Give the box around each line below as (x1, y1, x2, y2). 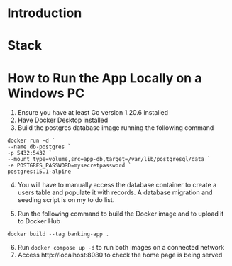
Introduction (7, 5, 82, 21)
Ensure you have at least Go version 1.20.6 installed (17, 109, 169, 117)
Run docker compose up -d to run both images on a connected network (17, 243, 225, 252)
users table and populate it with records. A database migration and (17, 188, 213, 196)
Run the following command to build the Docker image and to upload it (17, 209, 224, 218)
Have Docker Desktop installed (17, 116, 109, 125)
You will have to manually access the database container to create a (17, 181, 217, 189)
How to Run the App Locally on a (7, 70, 202, 86)
